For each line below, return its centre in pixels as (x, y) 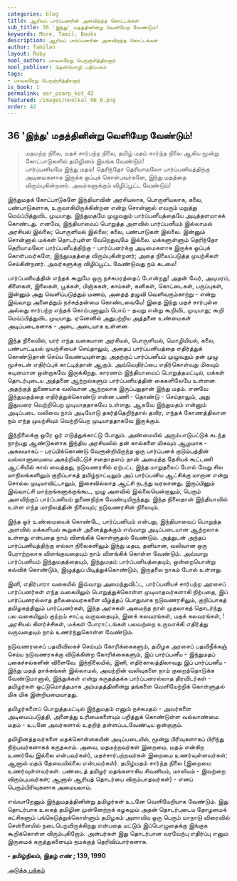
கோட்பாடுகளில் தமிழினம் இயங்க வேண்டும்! (84, 161)
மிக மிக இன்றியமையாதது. (43, 694)
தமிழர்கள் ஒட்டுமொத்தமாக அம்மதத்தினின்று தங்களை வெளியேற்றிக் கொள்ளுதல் (116, 686)
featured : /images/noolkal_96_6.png (62, 101)
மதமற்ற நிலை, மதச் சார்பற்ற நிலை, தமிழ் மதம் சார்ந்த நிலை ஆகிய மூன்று (122, 153)
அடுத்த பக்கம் (26, 870)
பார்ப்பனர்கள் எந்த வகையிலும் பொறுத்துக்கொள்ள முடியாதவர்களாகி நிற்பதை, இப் (117, 591)
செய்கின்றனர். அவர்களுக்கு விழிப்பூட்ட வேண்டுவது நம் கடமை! (92, 263)
